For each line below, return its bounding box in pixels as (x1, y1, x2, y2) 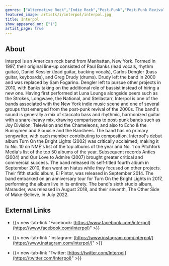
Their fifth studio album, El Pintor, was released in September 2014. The (5, 170, 154, 176)
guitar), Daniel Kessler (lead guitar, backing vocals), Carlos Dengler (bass (5, 68, 157, 74)
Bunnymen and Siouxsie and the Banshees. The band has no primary (5, 127, 148, 133)
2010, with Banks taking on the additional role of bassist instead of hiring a (5, 84, 159, 91)
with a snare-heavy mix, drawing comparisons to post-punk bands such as (5, 117, 161, 123)
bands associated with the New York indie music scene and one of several (5, 101, 159, 107)
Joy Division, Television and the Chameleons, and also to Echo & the (5, 122, 147, 128)
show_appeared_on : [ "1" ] (5, 21, 57, 27)
